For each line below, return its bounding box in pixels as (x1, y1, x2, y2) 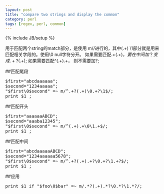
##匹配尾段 (5, 68, 28, 74)
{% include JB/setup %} (5, 35, 55, 41)
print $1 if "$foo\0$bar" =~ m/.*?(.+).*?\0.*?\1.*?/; (5, 183, 142, 189)
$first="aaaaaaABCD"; (5, 113, 58, 119)
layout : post (5, 7, 32, 12)
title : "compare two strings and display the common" (5, 12, 120, 17)
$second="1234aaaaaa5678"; (5, 153, 71, 159)
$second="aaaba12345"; (5, 118, 61, 124)
